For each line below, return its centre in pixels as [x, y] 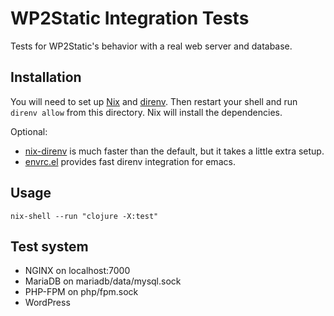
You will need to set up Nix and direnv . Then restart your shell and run [154, 101]
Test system [49, 246]
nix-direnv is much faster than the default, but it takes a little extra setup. [174, 151]
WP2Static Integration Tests [130, 18]
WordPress [47, 303]
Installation [46, 77]
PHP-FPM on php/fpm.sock [81, 292]
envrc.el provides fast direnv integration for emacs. [130, 161]
